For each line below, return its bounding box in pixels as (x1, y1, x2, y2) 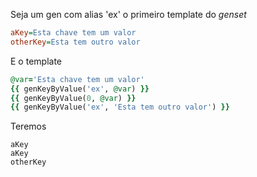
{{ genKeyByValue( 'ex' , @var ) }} (10, 84, 150, 94)
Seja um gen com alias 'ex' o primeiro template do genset (10, 9, 247, 20)
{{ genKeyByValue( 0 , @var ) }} (10, 93, 137, 103)
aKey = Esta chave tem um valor (10, 28, 137, 38)
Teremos (10, 120, 47, 133)
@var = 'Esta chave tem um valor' (10, 74, 145, 84)
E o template (10, 55, 62, 67)
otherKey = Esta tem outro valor (10, 37, 141, 47)
